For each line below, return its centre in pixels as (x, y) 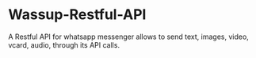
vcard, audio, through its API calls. (64, 44)
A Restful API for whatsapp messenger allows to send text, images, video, (129, 37)
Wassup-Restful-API (77, 15)
